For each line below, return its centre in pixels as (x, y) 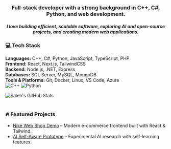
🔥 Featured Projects (30, 114)
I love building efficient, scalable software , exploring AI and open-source (86, 26)
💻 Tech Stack (23, 45)
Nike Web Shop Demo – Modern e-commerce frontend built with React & (89, 125)
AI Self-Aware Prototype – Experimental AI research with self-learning (86, 136)
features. (22, 142)
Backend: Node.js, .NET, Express (40, 69)
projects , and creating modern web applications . (86, 32)
